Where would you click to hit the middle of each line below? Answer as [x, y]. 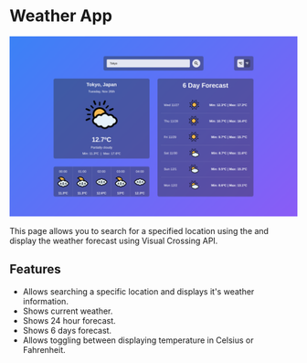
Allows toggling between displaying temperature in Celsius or [138, 340]
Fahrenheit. [44, 349]
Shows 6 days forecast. [67, 330]
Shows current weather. [68, 311]
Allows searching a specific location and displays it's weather [138, 291]
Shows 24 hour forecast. [69, 320]
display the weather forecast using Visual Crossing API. [114, 240]
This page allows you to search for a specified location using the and [139, 230]
